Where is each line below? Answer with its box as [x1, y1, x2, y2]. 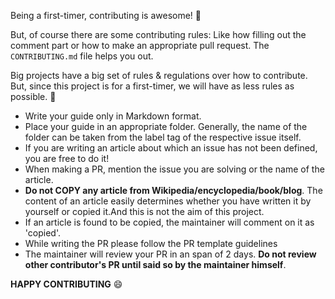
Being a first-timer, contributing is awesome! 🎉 [10, 10, 202, 21]
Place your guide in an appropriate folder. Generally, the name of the [24, 121, 308, 132]
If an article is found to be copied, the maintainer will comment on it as [24, 216, 315, 228]
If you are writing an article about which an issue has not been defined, [24, 142, 318, 154]
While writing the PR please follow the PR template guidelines [24, 238, 278, 249]
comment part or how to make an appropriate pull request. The [10, 40, 270, 51]
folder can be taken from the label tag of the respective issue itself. [24, 131, 302, 143]
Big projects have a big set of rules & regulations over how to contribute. [10, 70, 308, 81]
